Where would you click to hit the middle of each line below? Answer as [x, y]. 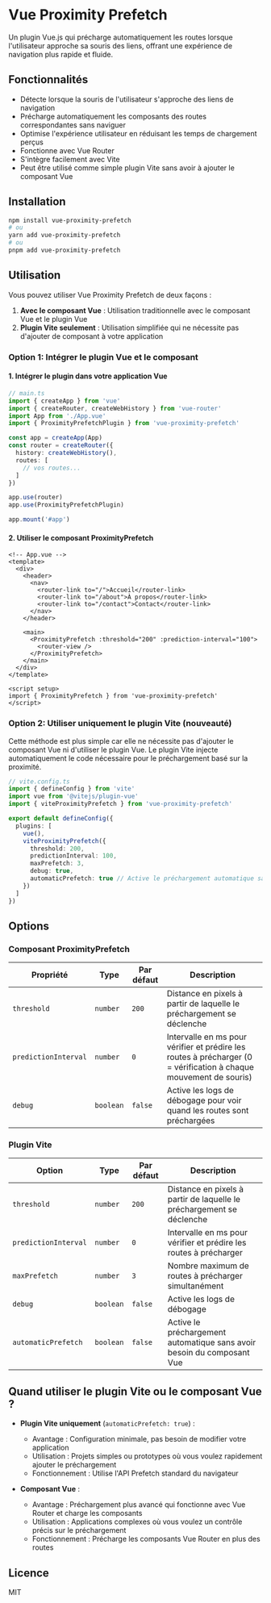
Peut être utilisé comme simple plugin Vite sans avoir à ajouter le [127, 168]
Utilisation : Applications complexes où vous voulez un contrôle [137, 1522]
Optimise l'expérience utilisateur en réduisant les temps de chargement [138, 133]
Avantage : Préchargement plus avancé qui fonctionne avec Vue [139, 1505]
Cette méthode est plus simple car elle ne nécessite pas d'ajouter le [121, 741]
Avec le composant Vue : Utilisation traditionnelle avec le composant [135, 310]
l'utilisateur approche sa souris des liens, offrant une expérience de [120, 45]
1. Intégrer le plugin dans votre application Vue [88, 376]
